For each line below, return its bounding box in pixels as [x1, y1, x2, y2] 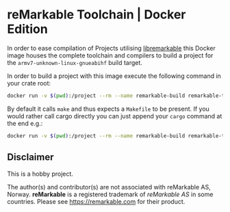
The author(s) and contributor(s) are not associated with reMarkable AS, [7, 183, 211, 191]
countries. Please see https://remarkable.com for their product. [7, 197, 186, 205]
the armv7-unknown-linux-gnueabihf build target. [7, 58, 142, 66]
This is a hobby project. [7, 170, 74, 178]
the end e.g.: [7, 119, 43, 127]
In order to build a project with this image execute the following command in [7, 72, 221, 80]
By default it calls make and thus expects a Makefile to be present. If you [7, 105, 210, 113]
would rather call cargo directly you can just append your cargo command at [7, 111, 222, 120]
